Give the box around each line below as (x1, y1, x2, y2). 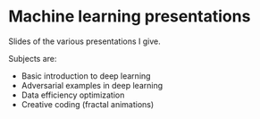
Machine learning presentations (8, 6, 251, 27)
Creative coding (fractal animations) (21, 98, 155, 109)
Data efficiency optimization (21, 89, 125, 100)
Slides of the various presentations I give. (8, 36, 162, 47)
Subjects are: (8, 53, 57, 64)
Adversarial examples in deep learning (21, 80, 163, 90)
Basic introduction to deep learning (21, 70, 151, 81)
